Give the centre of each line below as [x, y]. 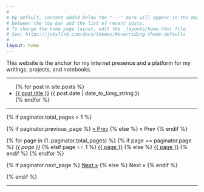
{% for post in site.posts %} [50, 87]
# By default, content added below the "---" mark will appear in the [97, 18]
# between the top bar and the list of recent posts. [76, 23]
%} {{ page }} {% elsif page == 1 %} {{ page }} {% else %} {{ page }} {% [97, 147]
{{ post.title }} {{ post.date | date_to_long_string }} [77, 93]
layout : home [23, 46]
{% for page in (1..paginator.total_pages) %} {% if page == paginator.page [99, 141]
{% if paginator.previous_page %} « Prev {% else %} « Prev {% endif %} [97, 128]
